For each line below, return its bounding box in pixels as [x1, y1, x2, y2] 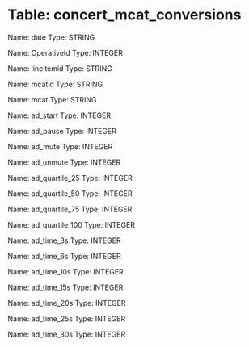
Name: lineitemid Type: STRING [7, 63, 112, 73]
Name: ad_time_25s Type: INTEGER [7, 313, 126, 324]
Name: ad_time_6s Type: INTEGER [7, 251, 122, 261]
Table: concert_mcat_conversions [7, 6, 242, 24]
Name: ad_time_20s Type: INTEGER [7, 298, 126, 307]
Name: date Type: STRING [7, 32, 95, 42]
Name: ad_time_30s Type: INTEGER [7, 329, 126, 339]
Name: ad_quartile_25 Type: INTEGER [7, 173, 133, 182]
